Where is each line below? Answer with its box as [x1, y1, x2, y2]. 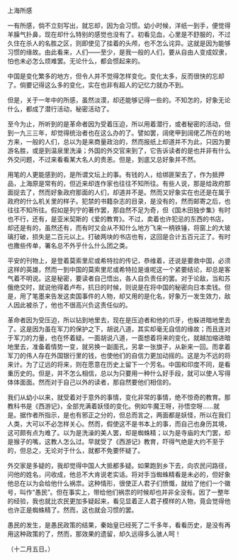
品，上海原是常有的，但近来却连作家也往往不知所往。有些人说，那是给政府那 [7, 180, 231, 187]
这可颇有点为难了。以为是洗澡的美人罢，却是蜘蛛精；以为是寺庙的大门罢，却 [7, 429, 231, 437]
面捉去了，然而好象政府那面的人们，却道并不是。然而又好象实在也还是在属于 [7, 188, 231, 197]
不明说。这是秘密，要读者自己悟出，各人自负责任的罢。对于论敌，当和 [19, 274, 225, 282]
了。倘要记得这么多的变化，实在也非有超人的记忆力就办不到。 [7, 81, 188, 89]
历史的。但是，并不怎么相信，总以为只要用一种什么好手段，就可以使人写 [13, 369, 225, 378]
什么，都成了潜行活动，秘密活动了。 [7, 105, 113, 113]
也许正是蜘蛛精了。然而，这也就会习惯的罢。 [7, 506, 138, 514]
